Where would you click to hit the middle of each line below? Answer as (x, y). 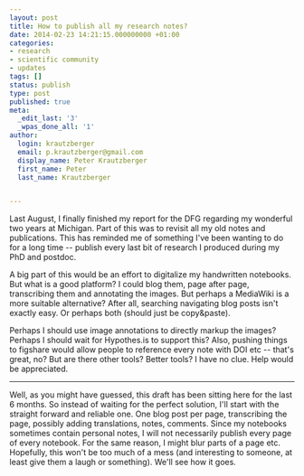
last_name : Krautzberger (64, 177)
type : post (30, 93)
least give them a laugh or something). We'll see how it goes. (123, 462)
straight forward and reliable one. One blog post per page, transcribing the (148, 414)
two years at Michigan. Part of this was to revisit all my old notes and (138, 229)
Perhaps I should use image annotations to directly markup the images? (143, 331)
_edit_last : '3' (48, 118)
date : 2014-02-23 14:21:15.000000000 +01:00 (95, 34)
